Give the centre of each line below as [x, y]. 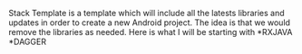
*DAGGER [28, 41]
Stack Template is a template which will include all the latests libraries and [146, 13]
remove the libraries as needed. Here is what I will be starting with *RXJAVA [151, 32]
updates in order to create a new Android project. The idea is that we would [150, 22]
